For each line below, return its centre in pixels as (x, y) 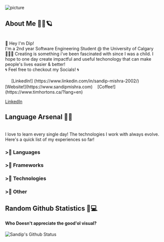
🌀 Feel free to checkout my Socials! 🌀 (42, 69)
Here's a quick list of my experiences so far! (50, 139)
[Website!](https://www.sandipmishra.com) (49, 87)
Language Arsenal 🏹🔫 (39, 117)
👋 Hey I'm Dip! (20, 43)
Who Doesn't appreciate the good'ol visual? (51, 223)
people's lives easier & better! (35, 64)
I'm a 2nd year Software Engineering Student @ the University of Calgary (79, 48)
